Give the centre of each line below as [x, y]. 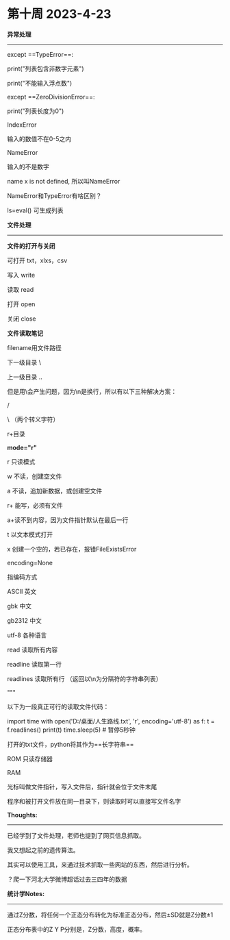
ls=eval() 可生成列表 [35, 210]
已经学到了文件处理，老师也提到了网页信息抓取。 [76, 835]
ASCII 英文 [22, 591]
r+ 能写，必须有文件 [35, 505]
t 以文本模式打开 [30, 534]
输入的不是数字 [28, 166]
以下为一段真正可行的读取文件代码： [58, 706]
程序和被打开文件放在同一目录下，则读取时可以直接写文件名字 [94, 801]
